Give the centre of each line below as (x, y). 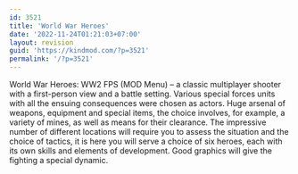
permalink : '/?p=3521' (51, 59)
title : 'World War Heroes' (59, 26)
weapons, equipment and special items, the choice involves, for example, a (147, 113)
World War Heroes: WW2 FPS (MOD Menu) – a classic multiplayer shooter (145, 84)
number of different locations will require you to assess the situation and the (149, 132)
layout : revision (41, 42)
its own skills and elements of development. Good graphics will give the (141, 151)
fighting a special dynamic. (59, 160)
